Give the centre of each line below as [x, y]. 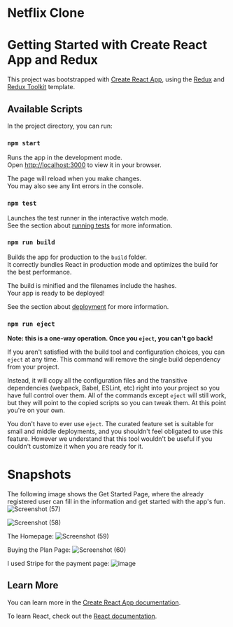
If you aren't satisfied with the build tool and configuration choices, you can [116, 352]
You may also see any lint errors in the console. [75, 186]
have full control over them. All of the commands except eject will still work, [117, 395]
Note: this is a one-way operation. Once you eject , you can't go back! [110, 338]
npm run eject [31, 324]
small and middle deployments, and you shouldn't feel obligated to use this [115, 431]
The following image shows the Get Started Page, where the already [106, 494]
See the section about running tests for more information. [90, 225]
